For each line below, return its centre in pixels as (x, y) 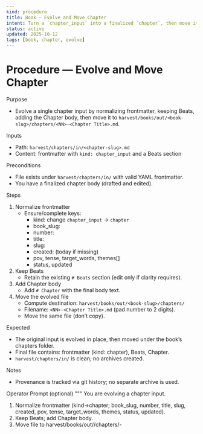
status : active (25, 29)
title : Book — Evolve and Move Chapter (56, 18)
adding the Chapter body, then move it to (66, 117)
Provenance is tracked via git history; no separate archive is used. (97, 381)
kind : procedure (27, 12)
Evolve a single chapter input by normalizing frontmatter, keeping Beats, (105, 111)
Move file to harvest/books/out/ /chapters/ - (68, 424)
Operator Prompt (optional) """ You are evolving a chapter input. (86, 394)
